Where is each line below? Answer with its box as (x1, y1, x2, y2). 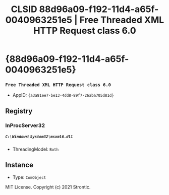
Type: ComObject (12, 174, 46, 180)
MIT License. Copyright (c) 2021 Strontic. (5, 184, 91, 190)
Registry (5, 107, 33, 115)
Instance (5, 161, 34, 169)
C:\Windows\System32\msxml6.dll (5, 135, 73, 140)
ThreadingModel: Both (12, 146, 59, 152)
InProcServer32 (5, 122, 45, 129)
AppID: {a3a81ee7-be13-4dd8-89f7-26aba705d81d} (12, 92, 115, 98)
